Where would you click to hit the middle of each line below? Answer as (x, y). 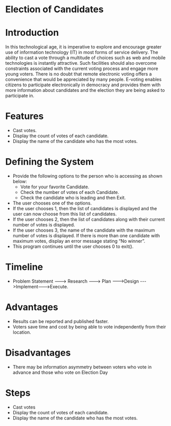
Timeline (24, 267)
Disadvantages (38, 353)
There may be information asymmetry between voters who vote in (82, 367)
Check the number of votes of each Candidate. (70, 192)
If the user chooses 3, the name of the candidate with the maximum (84, 230)
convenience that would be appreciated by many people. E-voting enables (83, 80)
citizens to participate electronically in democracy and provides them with (83, 85)
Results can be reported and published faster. (60, 321)
